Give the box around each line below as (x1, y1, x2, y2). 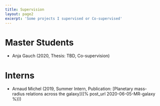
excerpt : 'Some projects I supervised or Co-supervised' (5, 16, 123, 21)
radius (12, 91, 25, 97)
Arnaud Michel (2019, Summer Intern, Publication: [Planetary (12, 86, 133, 92)
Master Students (5, 37, 74, 48)
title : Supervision (5, 7, 45, 12)
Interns (5, 70, 35, 81)
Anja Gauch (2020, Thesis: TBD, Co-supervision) (12, 53, 110, 59)
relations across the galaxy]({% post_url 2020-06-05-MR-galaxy (26, 91, 156, 97)
